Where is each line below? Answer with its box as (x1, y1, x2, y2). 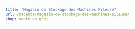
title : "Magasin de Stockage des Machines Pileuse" (5, 7, 116, 12)
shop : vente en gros (5, 16, 49, 21)
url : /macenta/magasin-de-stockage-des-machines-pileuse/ (5, 12, 130, 17)
